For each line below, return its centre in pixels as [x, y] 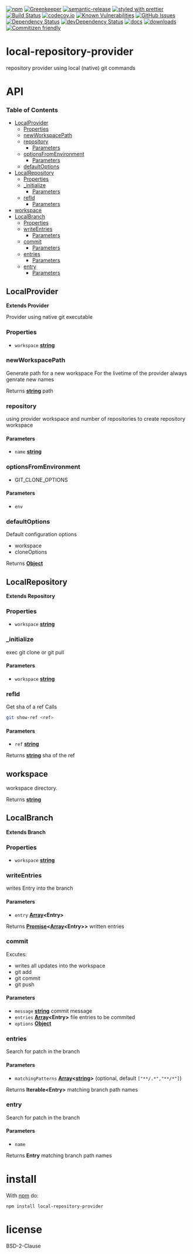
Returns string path [30, 391]
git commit [28, 978]
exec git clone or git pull [35, 652]
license [24, 1230]
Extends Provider [28, 305]
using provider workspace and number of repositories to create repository [96, 419]
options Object [33, 1023]
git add [23, 972]
